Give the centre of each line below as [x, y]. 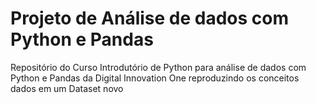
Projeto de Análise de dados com [150, 18]
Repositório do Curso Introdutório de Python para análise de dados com [158, 67]
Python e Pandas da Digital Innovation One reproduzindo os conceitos [155, 78]
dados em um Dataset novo [67, 88]
